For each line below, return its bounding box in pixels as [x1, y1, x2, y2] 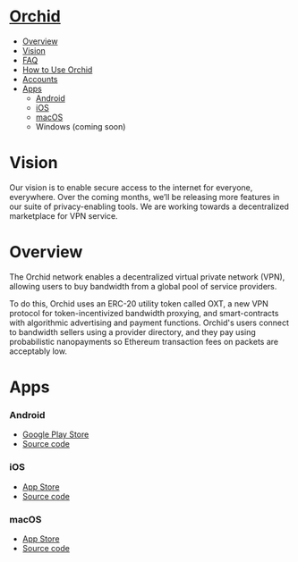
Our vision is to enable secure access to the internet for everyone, [9, 181, 253, 193]
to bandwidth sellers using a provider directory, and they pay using [9, 326, 257, 337]
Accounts [21, 73, 58, 84]
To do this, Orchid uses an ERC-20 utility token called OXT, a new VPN [9, 298, 268, 309]
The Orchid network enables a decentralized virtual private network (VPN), [9, 271, 285, 282]
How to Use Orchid [21, 64, 93, 75]
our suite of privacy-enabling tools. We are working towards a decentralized [9, 201, 289, 212]
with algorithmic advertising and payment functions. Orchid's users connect [9, 317, 289, 328]
